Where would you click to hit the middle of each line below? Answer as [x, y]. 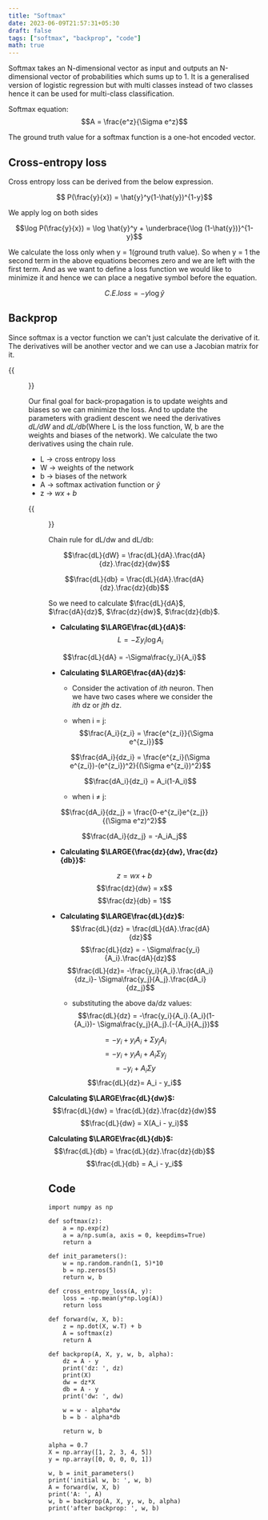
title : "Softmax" [37, 16]
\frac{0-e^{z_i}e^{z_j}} [171, 812]
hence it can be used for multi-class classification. [91, 94]
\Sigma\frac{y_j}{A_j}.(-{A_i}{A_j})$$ [158, 1024]
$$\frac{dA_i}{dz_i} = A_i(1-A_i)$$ [140, 781]
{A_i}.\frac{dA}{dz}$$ [140, 958]
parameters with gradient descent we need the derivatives [125, 418]
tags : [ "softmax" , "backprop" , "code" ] [75, 38]
